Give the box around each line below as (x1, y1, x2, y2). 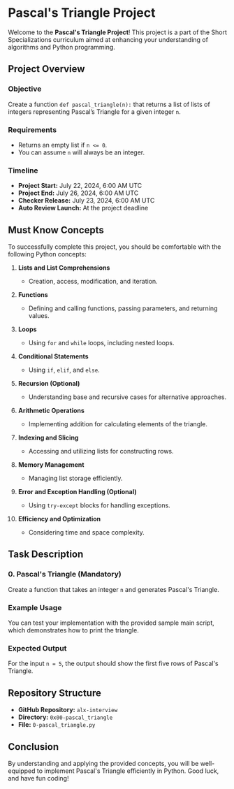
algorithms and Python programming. (8, 43, 116, 51)
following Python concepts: (8, 250, 87, 259)
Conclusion (8, 741, 59, 753)
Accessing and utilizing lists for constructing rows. (28, 447, 174, 456)
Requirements (8, 124, 57, 134)
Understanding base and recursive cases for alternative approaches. (28, 393, 227, 401)
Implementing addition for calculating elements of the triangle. (28, 420, 208, 428)
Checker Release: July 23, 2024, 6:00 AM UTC (17, 196, 155, 205)
